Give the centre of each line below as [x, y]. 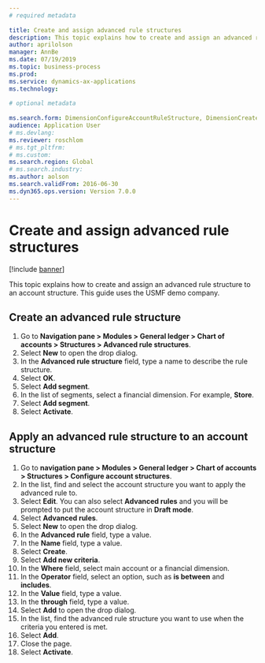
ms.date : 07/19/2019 [43, 60]
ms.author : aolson [39, 177]
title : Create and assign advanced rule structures [95, 30]
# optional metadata [43, 103]
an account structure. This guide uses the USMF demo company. [114, 292]
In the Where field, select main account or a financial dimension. [125, 568]
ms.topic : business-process [55, 67]
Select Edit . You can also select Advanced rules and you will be [124, 501]
